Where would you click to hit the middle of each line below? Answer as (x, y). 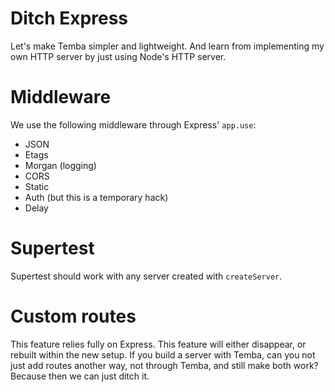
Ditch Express (69, 18)
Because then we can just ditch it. (80, 376)
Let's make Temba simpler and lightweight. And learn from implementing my (167, 46)
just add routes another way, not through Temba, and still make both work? (164, 365)
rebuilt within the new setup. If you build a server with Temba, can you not (163, 354)
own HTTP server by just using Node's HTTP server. (118, 56)
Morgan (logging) (60, 165)
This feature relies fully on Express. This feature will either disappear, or (158, 344)
